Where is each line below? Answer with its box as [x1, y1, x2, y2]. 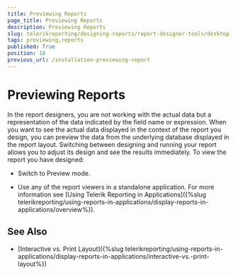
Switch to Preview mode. [17, 169, 91, 177]
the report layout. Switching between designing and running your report [7, 140, 217, 148]
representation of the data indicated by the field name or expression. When [7, 117, 227, 126]
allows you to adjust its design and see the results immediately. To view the [7, 148, 227, 156]
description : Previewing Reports [7, 23, 106, 30]
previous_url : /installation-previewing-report [7, 57, 151, 64]
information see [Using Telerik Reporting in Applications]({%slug [17, 190, 207, 199]
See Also [7, 226, 47, 238]
